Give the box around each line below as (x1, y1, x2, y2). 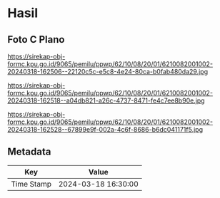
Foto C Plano (7, 33, 65, 46)
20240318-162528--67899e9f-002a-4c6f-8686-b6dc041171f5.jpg (7, 125, 204, 133)
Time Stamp (11, 179, 52, 189)
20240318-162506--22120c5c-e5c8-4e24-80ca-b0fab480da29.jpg (7, 68, 209, 75)
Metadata (7, 146, 51, 158)
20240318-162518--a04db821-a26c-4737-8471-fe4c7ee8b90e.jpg (7, 96, 205, 105)
